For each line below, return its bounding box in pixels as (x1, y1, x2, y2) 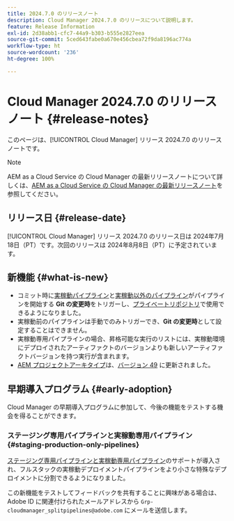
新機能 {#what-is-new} (7, 271, 109, 283)
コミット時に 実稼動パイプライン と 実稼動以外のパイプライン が (17, 291, 195, 300)
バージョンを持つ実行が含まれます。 (29, 352, 134, 360)
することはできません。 (23, 326, 91, 335)
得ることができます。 (19, 412, 80, 420)
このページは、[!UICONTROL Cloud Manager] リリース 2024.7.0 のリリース (7, 135, 222, 143)
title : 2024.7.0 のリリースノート (7, 10, 99, 17)
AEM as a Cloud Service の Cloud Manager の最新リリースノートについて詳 (7, 172, 223, 181)
